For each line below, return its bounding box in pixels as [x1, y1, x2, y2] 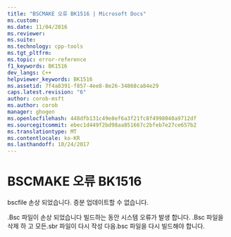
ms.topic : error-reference [7, 56, 87, 63]
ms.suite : [7, 37, 37, 44]
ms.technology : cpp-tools [7, 43, 83, 50]
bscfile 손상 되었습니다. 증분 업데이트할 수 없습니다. [7, 198, 149, 207]
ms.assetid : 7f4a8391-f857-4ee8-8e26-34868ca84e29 [7, 82, 159, 89]
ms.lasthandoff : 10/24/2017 [7, 141, 90, 148]
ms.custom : [7, 17, 39, 24]
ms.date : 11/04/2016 [7, 23, 68, 30]
